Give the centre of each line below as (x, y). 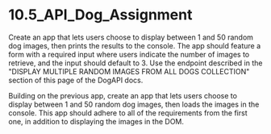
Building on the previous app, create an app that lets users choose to (123, 95)
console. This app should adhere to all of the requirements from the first (128, 113)
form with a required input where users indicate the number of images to (129, 54)
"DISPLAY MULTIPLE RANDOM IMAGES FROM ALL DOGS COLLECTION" (129, 71)
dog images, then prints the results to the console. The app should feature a (135, 45)
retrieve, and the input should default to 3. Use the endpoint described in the (135, 63)
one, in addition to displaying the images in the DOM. (96, 121)
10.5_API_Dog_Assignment (100, 15)
